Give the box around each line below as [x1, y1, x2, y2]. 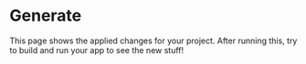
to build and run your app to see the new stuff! [9, 44, 185, 55]
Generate [9, 5, 82, 26]
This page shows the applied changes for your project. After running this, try [9, 35, 298, 46]
